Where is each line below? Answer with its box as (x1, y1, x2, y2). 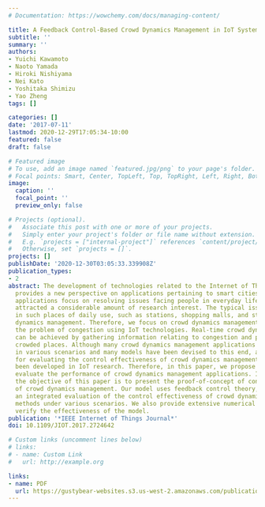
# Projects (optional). (8, 215, 87, 224)
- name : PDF (8, 479, 47, 487)
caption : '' (15, 187, 55, 195)
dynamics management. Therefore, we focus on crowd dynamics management (15, 319, 259, 327)
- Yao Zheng (8, 92, 47, 100)
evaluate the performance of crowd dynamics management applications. (15, 370, 252, 378)
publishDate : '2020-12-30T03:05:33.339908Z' (8, 260, 157, 268)
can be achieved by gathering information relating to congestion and (15, 333, 252, 341)
